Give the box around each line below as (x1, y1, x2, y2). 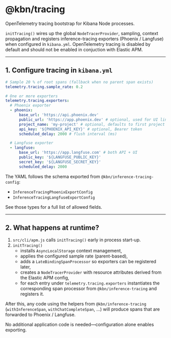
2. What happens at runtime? (5, 223, 99, 232)
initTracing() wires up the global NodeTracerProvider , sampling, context (5, 30, 159, 36)
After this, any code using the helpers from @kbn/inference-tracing (5, 301, 147, 307)
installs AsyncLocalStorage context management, (20, 248, 122, 254)
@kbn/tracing (5, 4, 65, 15)
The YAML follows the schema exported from (5, 173, 100, 179)
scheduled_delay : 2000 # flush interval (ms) (18, 131, 117, 136)
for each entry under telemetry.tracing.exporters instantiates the (20, 280, 160, 286)
